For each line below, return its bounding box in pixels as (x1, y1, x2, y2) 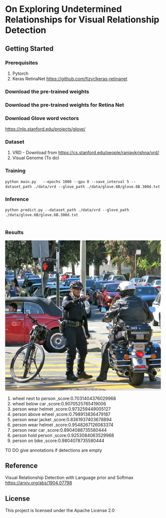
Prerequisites (5, 59, 38, 66)
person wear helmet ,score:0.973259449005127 (12, 406, 111, 412)
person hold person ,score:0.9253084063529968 (12, 432, 115, 438)
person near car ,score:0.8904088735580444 (12, 427, 107, 433)
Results (5, 229, 24, 236)
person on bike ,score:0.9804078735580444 (12, 438, 105, 444)
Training (5, 167, 26, 174)
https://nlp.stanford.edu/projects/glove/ (5, 126, 85, 132)
